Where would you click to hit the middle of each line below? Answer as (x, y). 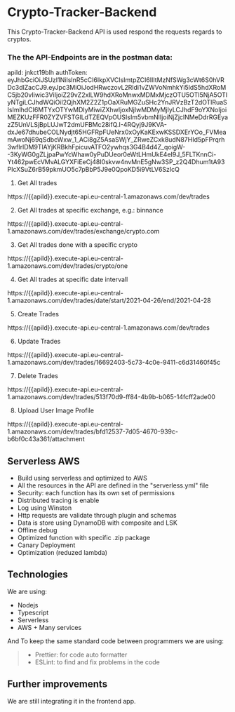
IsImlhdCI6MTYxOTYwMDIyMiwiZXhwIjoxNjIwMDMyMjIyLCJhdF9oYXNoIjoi (117, 110)
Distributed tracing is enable (58, 501)
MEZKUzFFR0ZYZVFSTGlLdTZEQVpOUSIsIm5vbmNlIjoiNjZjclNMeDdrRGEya (118, 117)
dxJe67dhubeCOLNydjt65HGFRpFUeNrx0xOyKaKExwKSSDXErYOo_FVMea (117, 132)
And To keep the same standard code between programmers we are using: (116, 641)
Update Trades (39, 342)
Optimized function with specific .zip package (84, 538)
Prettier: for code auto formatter (81, 654)
